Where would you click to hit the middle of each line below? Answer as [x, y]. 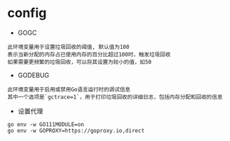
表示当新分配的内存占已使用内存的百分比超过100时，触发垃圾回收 [89, 55]
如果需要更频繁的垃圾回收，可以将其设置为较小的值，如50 [79, 62]
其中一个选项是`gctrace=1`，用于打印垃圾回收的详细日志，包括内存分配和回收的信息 [115, 97]
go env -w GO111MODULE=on [46, 124]
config [27, 13]
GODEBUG [33, 75]
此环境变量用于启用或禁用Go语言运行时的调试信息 [69, 89]
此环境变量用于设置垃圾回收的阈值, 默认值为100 [68, 47]
